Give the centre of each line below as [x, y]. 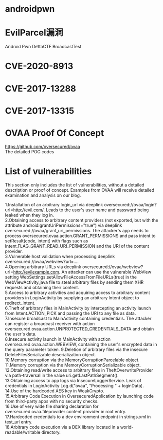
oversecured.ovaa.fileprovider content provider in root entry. [66, 411]
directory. [51, 432]
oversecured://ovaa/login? [130, 204]
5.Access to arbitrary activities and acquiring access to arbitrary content [78, 293]
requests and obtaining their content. [42, 287]
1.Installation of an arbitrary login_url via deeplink [54, 204]
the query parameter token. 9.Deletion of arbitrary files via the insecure [76, 349]
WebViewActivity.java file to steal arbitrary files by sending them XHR [74, 282]
